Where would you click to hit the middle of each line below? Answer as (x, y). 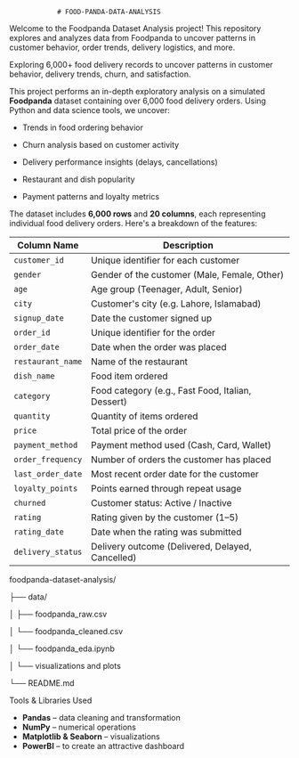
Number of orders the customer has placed (181, 460)
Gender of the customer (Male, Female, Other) (187, 275)
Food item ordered (129, 376)
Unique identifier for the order (153, 333)
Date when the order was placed (158, 347)
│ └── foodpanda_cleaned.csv (66, 631)
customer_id (39, 261)
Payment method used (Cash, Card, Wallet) (181, 445)
